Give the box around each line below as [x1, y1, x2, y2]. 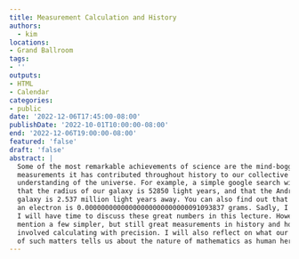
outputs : [9, 71, 42, 80]
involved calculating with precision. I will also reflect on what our [17, 228, 289, 237]
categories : [9, 95, 53, 105]
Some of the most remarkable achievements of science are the [17, 162, 253, 171]
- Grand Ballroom [9, 46, 74, 55]
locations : [9, 37, 50, 47]
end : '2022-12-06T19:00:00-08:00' [9, 129, 138, 138]
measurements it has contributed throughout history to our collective [17, 170, 289, 179]
